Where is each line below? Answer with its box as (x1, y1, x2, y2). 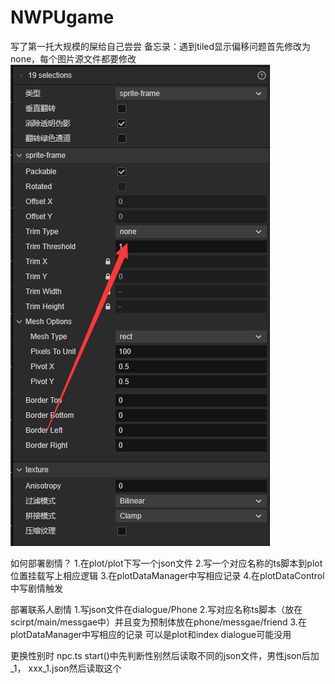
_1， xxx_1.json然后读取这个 (10, 662, 122, 674)
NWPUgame (10, 6, 115, 29)
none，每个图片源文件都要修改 (10, 52, 137, 65)
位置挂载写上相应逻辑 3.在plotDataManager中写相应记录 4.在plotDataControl (10, 569, 325, 581)
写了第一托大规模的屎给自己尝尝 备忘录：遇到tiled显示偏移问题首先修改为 (10, 40, 312, 52)
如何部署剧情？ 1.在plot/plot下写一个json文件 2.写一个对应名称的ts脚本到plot (10, 557, 323, 569)
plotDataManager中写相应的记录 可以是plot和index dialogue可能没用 (10, 628, 292, 640)
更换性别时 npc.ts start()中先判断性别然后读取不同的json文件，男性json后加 (10, 649, 320, 661)
